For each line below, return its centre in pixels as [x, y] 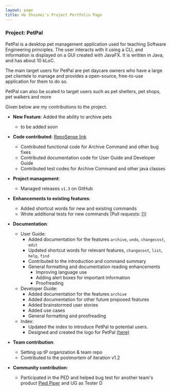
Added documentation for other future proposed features [89, 299]
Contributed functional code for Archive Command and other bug [90, 147]
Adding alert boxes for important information [83, 277]
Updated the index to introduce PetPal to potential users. [88, 327]
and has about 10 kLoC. [30, 60]
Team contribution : [34, 342]
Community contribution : [40, 367]
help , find [39, 256]
